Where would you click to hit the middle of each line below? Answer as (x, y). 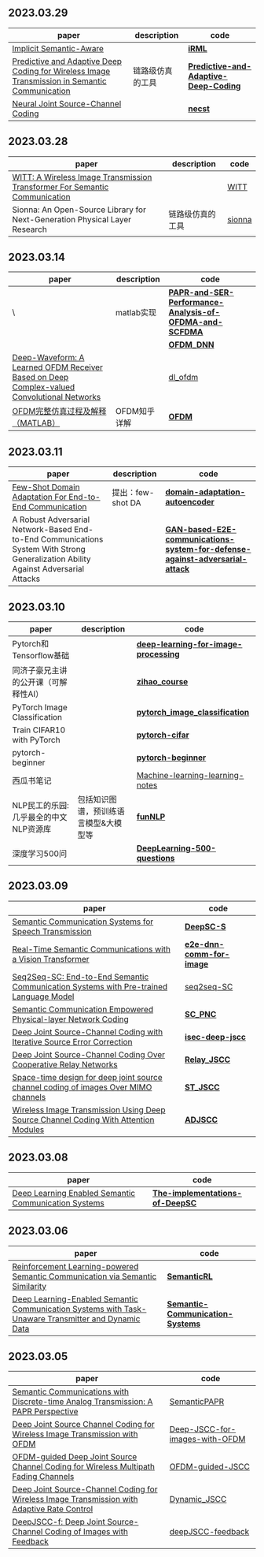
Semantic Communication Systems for (83, 922)
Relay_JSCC (207, 1060)
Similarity (29, 1286)
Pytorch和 (31, 644)
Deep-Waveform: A (48, 358)
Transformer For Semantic (60, 187)
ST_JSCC (202, 1087)
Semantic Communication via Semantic (84, 1276)
